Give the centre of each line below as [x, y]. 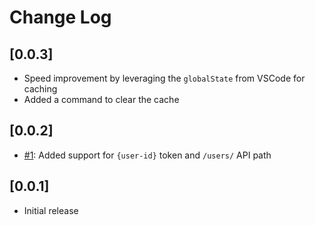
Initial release [51, 210]
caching [40, 89]
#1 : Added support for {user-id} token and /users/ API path [147, 155]
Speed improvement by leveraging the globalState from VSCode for [164, 78]
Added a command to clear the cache [101, 99]
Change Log [60, 17]
